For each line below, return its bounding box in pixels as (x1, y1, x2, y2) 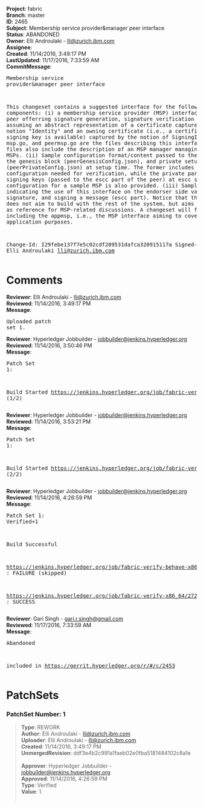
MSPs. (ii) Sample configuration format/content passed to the (6, 152, 198, 159)
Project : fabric (6, 5, 42, 12)
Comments (6, 274, 63, 287)
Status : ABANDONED (6, 31, 60, 38)
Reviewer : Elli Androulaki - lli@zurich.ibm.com (6, 293, 122, 300)
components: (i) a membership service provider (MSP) (6, 110, 169, 116)
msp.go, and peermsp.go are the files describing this (6, 140, 172, 147)
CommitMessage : (6, 63, 52, 70)
